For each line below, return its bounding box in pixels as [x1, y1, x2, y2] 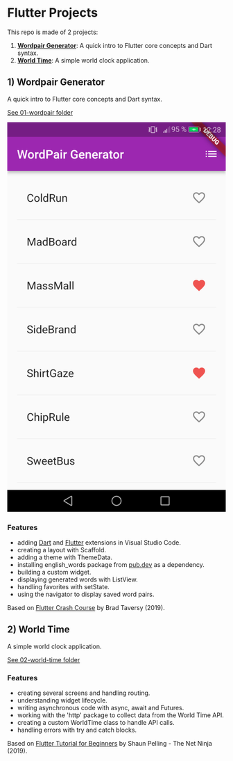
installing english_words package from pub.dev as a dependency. [17, 561, 205, 569]
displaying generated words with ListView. [17, 575, 138, 584]
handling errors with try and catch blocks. [17, 726, 137, 735]
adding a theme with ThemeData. [17, 553, 113, 561]
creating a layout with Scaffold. [17, 546, 106, 554]
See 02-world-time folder [7, 655, 80, 664]
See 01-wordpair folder [7, 108, 74, 116]
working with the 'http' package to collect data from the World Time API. [17, 711, 224, 719]
